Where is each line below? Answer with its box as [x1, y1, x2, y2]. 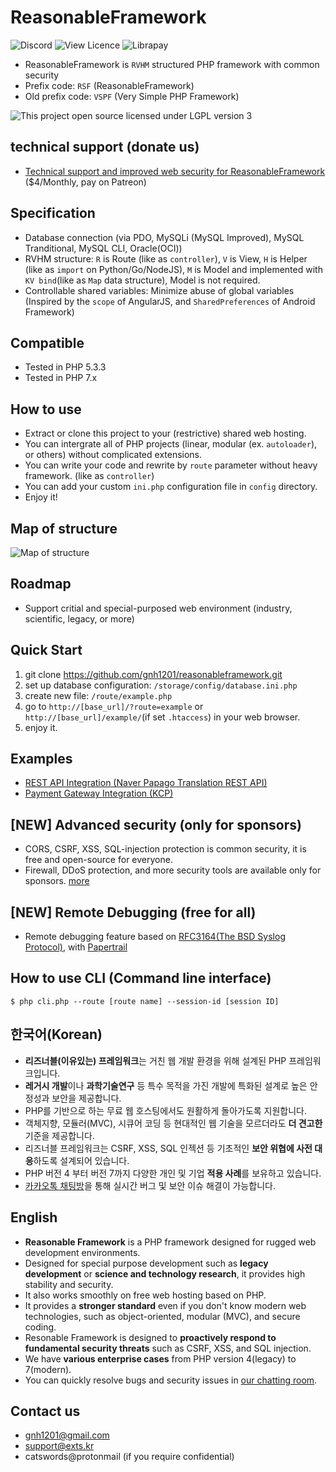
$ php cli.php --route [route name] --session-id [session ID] [10, 996, 280, 1006]
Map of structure [10, 520, 118, 537]
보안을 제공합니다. [51, 1092, 122, 1104]
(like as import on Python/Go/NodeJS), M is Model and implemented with [24, 263, 323, 275]
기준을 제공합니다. [24, 1129, 95, 1141]
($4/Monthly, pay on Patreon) [24, 176, 147, 188]
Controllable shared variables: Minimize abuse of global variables [24, 284, 295, 296]
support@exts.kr [24, 1440, 95, 1452]
